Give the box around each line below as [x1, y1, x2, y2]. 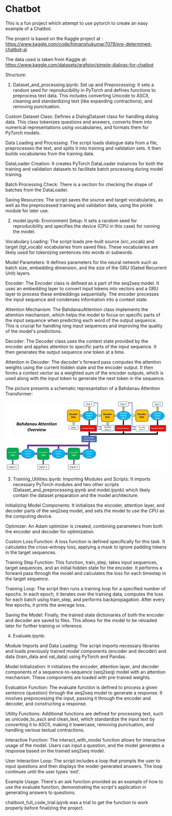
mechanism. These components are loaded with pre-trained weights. [5, 674, 151, 680]
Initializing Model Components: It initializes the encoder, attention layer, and [5, 502, 165, 508]
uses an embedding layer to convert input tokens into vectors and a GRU [5, 285, 159, 291]
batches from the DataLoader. [5, 187, 69, 193]
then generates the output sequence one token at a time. [5, 349, 125, 355]
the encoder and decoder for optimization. [5, 528, 95, 534]
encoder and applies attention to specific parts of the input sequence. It [5, 343, 157, 349]
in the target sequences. [5, 549, 57, 555]
